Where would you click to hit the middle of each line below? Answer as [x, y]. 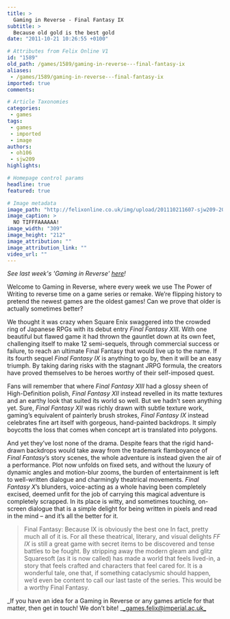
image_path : [24, 210]
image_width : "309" [35, 229]
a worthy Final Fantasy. [56, 587]
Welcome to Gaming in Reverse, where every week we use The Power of [110, 287]
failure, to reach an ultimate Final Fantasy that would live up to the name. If [112, 351]
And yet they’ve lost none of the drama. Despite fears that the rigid [101, 444]
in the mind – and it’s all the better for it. [63, 516]
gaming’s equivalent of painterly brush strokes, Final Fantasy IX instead [108, 415]
